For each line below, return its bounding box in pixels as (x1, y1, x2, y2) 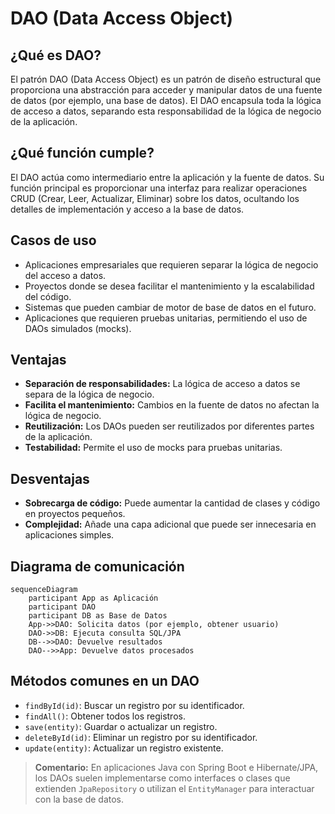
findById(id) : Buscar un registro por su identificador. (24, 699, 245, 711)
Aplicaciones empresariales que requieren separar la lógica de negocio (24, 258, 319, 271)
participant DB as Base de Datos (28, 611, 168, 621)
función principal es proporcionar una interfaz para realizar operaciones (10, 182, 308, 194)
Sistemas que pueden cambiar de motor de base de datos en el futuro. (24, 301, 317, 313)
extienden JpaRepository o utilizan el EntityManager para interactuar (34, 782, 315, 794)
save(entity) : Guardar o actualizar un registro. (24, 720, 218, 732)
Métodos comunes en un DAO (10, 673, 200, 690)
